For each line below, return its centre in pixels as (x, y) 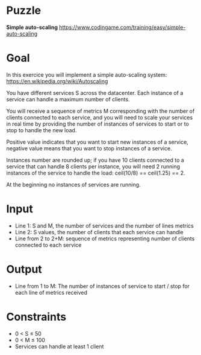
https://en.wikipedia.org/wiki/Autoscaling (57, 81)
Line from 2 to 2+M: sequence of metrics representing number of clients (105, 238)
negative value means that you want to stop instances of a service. (89, 148)
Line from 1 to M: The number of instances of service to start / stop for (102, 286)
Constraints (36, 317)
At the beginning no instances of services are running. (73, 184)
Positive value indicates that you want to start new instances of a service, (97, 142)
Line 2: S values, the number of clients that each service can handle (99, 232)
